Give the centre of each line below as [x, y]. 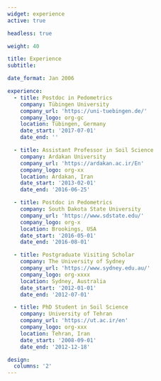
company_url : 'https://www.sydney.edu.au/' [85, 268]
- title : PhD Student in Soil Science [71, 307]
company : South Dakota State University [80, 209]
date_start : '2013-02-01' [59, 183]
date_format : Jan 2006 [41, 79]
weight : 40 [23, 46]
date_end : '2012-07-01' [55, 294]
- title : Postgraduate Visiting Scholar [74, 255]
